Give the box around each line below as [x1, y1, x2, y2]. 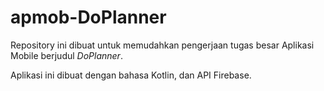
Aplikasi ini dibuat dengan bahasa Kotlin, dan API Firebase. [10, 69, 252, 81]
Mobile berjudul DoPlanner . [10, 49, 123, 61]
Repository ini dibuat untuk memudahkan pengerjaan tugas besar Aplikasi [10, 39, 315, 51]
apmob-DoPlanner [10, 6, 167, 29]
